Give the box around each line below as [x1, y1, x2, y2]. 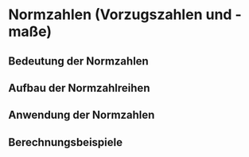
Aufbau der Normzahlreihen [8, 81, 150, 95]
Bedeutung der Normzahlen [8, 54, 149, 68]
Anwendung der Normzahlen [8, 108, 155, 122]
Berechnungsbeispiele [8, 135, 123, 149]
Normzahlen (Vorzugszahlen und [8, 6, 232, 24]
